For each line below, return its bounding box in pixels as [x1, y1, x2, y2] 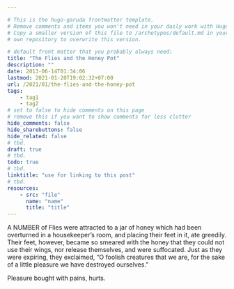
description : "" [7, 61, 54, 68]
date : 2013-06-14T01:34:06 [7, 68, 86, 75]
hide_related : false [7, 133, 68, 140]
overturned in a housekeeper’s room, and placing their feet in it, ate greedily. [7, 231, 226, 239]
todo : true [7, 158, 39, 166]
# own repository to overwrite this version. [7, 36, 141, 43]
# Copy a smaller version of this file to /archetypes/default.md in [7, 29, 214, 36]
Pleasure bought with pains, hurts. [7, 274, 106, 283]
